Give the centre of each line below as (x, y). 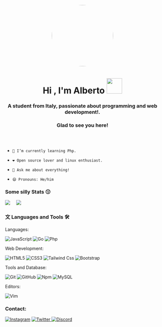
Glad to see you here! (82, 125)
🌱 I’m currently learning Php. (44, 151)
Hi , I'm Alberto (74, 91)
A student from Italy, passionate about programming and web (82, 106)
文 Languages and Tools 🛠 (37, 217)
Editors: (13, 286)
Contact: (16, 308)
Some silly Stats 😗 (28, 192)
